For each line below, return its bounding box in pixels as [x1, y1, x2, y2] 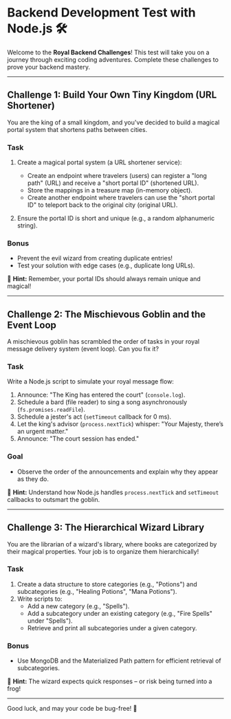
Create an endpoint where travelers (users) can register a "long [27, 172, 208, 180]
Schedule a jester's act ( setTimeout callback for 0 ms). [16, 412, 172, 421]
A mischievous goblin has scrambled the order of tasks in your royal [7, 338, 200, 346]
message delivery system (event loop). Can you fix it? [7, 345, 159, 353]
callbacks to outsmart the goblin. [7, 495, 100, 503]
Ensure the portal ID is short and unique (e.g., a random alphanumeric [16, 214, 215, 223]
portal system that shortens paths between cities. [7, 125, 148, 133]
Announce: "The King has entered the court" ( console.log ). [16, 390, 186, 399]
